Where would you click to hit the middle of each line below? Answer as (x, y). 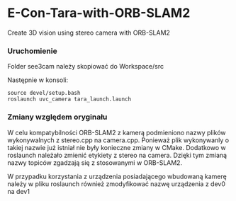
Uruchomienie (33, 51)
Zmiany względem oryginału (57, 117)
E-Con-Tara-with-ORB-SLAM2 (99, 13)
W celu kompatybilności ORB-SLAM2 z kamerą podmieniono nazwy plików (117, 132)
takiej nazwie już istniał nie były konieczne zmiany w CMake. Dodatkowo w (117, 147)
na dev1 (19, 191)
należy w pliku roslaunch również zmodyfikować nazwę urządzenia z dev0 (116, 184)
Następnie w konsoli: (38, 80)
